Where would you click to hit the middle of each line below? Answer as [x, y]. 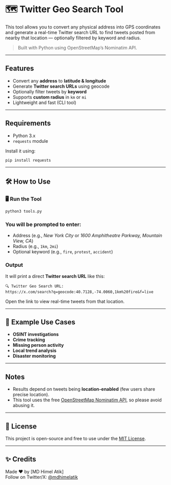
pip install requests [28, 160]
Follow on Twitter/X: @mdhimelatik [41, 477]
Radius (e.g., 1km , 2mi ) [35, 246]
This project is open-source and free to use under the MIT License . [76, 439]
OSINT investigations [36, 335]
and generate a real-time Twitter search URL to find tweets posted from [80, 32]
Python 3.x [24, 136]
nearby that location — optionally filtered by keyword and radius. [73, 38]
